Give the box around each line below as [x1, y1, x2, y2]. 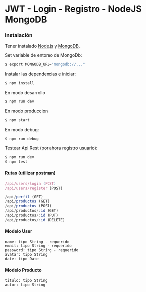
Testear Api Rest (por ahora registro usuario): [5, 145, 97, 151]
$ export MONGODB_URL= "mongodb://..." [5, 62, 85, 67]
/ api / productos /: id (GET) [5, 208, 58, 213]
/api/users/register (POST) [5, 186, 63, 191]
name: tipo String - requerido [5, 239, 70, 244]
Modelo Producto [5, 267, 42, 273]
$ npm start [5, 118, 30, 123]
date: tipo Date [5, 256, 39, 262]
